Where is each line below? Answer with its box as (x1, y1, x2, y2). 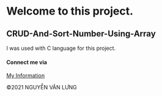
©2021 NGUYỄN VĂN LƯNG (6, 84, 78, 91)
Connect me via (6, 58, 48, 66)
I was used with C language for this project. (6, 44, 116, 52)
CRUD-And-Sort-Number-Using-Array (6, 29, 156, 39)
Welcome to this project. (6, 4, 133, 18)
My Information (6, 72, 45, 80)
